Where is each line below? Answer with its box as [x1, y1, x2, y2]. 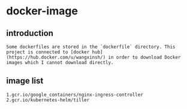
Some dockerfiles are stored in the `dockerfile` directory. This [6, 44, 176, 50]
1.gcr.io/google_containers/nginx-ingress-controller [6, 92, 144, 98]
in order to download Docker [108, 54, 181, 60]
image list [6, 76, 44, 86]
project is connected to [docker [6, 49, 90, 55]
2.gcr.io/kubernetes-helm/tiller [6, 97, 90, 103]
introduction [6, 28, 54, 38]
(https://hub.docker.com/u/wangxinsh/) [6, 54, 106, 60]
